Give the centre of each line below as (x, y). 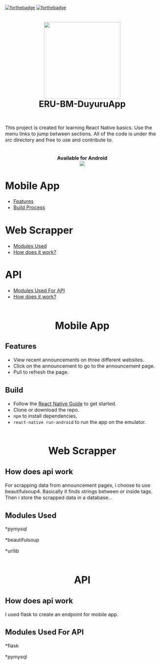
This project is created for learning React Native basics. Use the (79, 128)
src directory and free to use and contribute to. (59, 140)
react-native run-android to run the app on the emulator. (80, 422)
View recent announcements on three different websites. (79, 360)
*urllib (12, 551)
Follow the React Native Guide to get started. (65, 403)
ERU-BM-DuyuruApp (82, 104)
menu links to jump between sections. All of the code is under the (80, 133)
